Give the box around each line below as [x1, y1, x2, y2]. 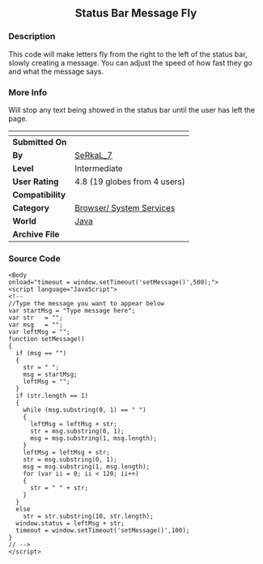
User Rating [12, 176, 59, 187]
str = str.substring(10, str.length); [23, 512, 154, 521]
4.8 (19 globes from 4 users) [74, 176, 186, 187]
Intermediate [74, 162, 123, 173]
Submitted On [12, 136, 67, 147]
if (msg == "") [15, 349, 67, 357]
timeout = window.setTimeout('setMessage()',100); [15, 527, 190, 535]
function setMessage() [8, 335, 85, 344]
